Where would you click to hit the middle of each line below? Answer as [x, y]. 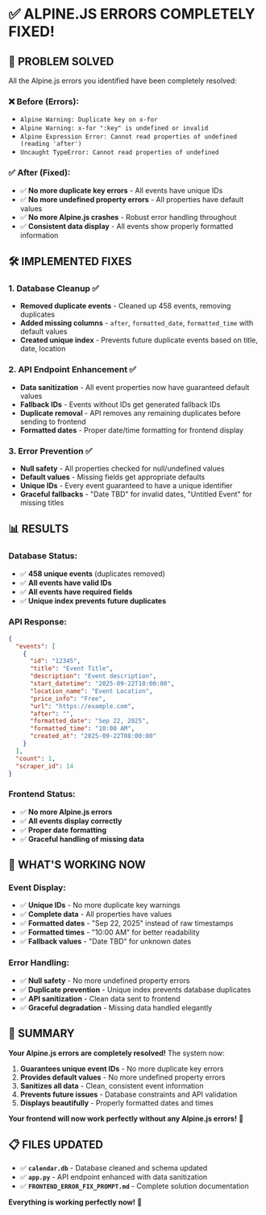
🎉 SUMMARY [42, 1033]
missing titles [42, 502]
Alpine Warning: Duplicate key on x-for [89, 120]
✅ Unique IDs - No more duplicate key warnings [100, 905]
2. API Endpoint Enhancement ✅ [73, 370]
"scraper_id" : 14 [45, 766]
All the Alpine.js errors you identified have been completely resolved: [123, 81]
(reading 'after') [51, 144]
